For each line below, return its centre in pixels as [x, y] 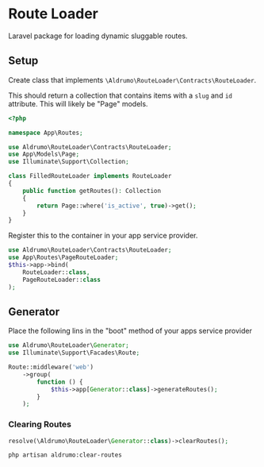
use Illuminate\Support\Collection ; [69, 162]
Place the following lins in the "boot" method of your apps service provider [130, 331]
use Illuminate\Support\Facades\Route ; [74, 353]
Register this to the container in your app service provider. [103, 236]
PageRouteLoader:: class [62, 280]
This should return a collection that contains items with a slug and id [120, 95]
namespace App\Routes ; [46, 133]
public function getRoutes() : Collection [92, 191]
